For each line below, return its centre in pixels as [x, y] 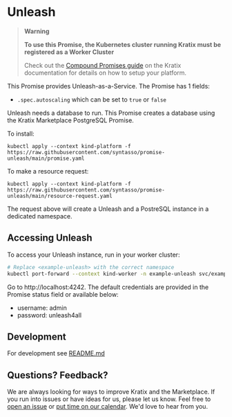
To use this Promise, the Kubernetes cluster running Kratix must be [123, 44]
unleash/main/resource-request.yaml [60, 196]
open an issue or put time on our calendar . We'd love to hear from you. [108, 407]
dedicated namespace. [40, 216]
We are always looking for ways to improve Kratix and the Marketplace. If [111, 392]
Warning [37, 31]
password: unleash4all [49, 315]
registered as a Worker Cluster [69, 52]
